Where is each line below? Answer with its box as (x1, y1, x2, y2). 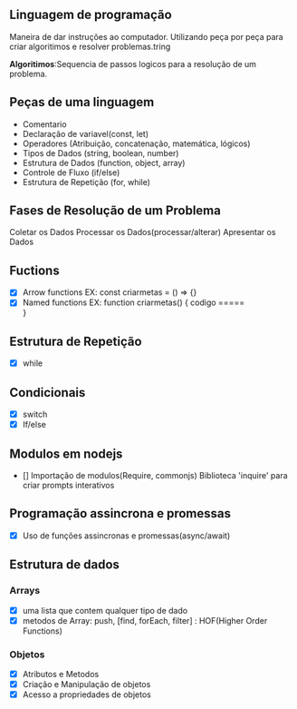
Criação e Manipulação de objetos (22, 679, 151, 690)
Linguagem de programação (9, 7, 172, 23)
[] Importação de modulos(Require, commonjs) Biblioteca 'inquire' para (22, 470, 288, 480)
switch (22, 409, 48, 420)
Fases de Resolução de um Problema (9, 203, 222, 219)
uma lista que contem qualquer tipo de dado (22, 605, 188, 615)
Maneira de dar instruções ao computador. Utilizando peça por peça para (9, 31, 283, 42)
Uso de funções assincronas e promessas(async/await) (22, 530, 231, 541)
